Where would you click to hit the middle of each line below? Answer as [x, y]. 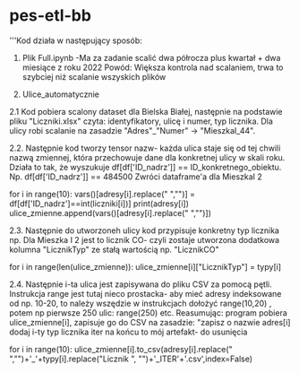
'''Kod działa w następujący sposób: [76, 40]
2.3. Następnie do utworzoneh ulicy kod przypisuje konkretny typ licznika [145, 230]
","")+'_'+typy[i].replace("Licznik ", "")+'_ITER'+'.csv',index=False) [131, 359]
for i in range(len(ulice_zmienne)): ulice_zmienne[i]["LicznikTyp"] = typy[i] [145, 266]
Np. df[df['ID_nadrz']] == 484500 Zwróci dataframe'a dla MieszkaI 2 [136, 177]
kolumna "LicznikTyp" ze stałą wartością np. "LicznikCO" [114, 249]
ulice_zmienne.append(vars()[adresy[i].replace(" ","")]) [111, 213]
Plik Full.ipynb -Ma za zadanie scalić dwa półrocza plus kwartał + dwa [151, 57]
